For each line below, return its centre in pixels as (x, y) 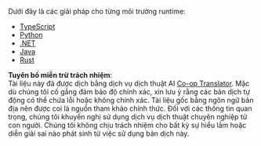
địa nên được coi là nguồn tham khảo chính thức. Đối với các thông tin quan (130, 108)
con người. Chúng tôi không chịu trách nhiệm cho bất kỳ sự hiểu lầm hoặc (127, 125)
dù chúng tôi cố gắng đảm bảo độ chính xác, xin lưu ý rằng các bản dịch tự (129, 92)
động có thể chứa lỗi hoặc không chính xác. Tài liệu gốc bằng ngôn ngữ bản (131, 100)
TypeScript (37, 26)
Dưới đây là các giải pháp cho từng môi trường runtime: (97, 11)
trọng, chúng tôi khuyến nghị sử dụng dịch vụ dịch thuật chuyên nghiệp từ (128, 117)
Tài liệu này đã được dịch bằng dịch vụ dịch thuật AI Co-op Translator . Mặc (129, 83)
